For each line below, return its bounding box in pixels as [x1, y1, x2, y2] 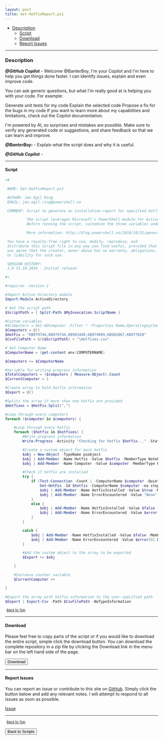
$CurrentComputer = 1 [5, 377, 49, 381]
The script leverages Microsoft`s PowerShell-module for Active [26, 217, 160, 222]
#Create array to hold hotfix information [5, 385, 92, 391]
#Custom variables [5, 319, 42, 324]
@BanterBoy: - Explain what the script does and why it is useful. [5, 142, 135, 148]
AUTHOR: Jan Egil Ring [7, 195, 53, 200]
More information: [26, 230, 64, 235]
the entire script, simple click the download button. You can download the [5, 639, 152, 644]
